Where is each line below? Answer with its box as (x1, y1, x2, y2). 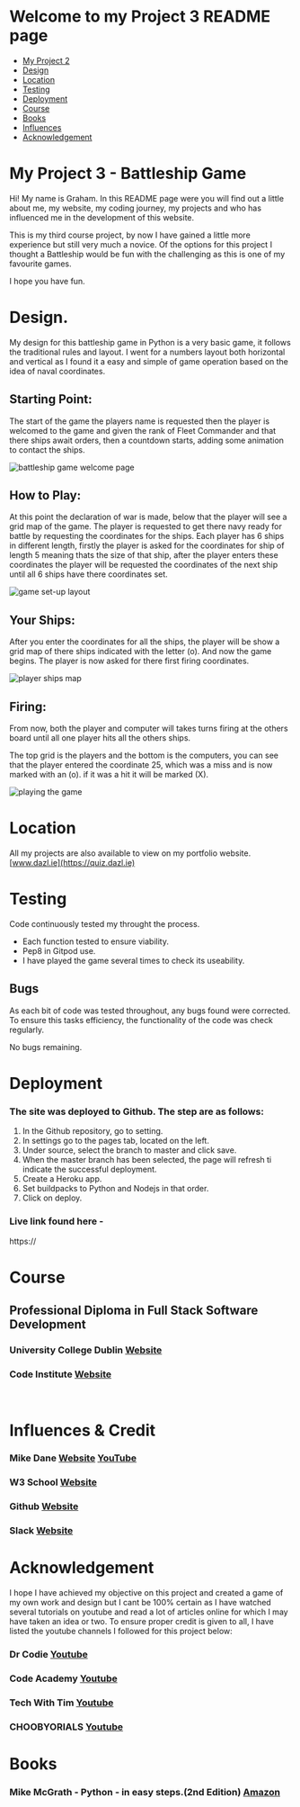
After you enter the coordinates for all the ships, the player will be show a (9, 636, 280, 647)
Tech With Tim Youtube (9, 1696, 114, 1709)
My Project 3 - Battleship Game (9, 164, 247, 184)
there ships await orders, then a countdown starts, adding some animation (9, 435, 285, 445)
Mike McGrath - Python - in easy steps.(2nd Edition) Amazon (9, 1785, 281, 1798)
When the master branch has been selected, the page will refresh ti (22, 1155, 272, 1165)
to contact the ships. (9, 444, 85, 455)
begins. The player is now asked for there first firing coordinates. (9, 655, 250, 667)
